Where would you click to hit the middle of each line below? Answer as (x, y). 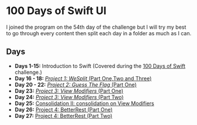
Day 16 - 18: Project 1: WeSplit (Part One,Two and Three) (83, 78)
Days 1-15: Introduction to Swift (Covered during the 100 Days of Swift (100, 66)
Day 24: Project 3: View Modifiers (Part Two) (69, 97)
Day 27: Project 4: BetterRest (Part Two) (63, 116)
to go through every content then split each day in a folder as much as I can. (99, 33)
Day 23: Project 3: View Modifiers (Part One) (69, 91)
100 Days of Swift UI (56, 11)
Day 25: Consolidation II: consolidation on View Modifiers (84, 103)
